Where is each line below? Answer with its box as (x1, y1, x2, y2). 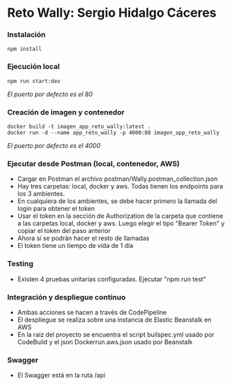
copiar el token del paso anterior (17, 227, 111, 235)
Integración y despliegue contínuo (7, 292, 126, 302)
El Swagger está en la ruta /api (17, 371, 106, 380)
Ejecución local (7, 61, 61, 71)
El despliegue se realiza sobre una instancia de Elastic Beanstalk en (17, 316, 212, 324)
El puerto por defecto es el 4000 (7, 142, 101, 150)
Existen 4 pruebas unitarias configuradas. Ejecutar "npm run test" (17, 274, 207, 283)
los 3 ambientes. (17, 190, 65, 198)
